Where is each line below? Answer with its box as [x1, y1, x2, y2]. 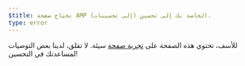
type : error [8, 19, 48, 27]
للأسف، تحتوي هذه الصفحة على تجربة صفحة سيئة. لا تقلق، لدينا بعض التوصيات [8, 40, 238, 49]
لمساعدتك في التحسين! [8, 49, 78, 58]
